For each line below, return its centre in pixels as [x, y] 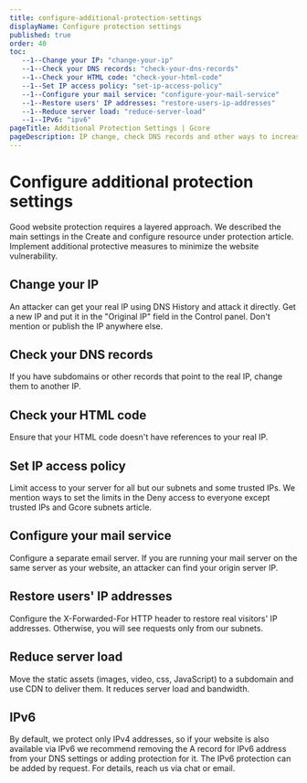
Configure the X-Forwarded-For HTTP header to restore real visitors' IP [143, 619]
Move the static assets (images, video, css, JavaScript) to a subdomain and [152, 679]
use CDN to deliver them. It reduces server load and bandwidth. [129, 688]
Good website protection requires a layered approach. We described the [145, 227]
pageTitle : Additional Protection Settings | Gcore [110, 129]
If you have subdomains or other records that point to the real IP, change [146, 376]
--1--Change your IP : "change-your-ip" [97, 60]
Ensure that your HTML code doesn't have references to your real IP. [139, 437]
